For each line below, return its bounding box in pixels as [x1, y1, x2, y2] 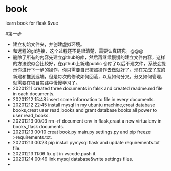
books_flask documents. [12, 123, 65, 129]
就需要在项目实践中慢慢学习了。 [12, 80, 80, 86]
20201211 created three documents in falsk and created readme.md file [12, 85, 163, 91]
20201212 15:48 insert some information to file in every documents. [12, 96, 155, 102]
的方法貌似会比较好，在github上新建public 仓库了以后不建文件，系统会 [12, 60, 162, 66]
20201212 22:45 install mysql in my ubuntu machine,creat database [12, 102, 155, 108]
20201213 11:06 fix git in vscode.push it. [12, 150, 97, 156]
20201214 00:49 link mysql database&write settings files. [12, 156, 133, 162]
